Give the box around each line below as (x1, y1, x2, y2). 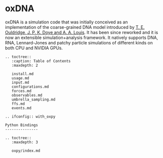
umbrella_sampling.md (11, 97, 56, 102)
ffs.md (11, 101, 25, 106)
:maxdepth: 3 (11, 139, 38, 144)
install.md (11, 71, 34, 76)
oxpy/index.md (11, 148, 41, 153)
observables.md (11, 93, 42, 98)
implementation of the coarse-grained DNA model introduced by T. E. (5, 24, 145, 30)
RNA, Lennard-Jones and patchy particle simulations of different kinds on (5, 39, 153, 45)
